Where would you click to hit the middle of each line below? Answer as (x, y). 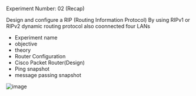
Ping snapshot (32, 69)
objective (26, 44)
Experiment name (36, 37)
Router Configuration (40, 56)
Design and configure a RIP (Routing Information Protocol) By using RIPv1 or (98, 20)
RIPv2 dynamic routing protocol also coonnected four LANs (78, 26)
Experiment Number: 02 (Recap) (45, 9)
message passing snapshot (48, 75)
